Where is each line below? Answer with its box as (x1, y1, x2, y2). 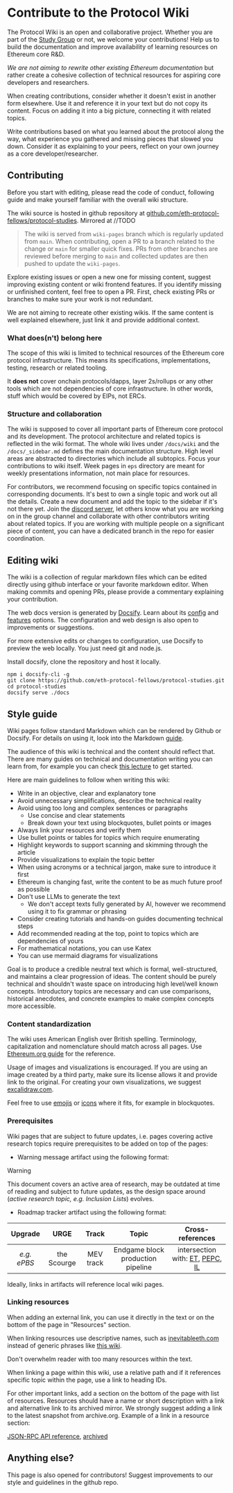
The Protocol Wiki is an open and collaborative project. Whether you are (7, 28, 213, 36)
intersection (178, 1245, 217, 1255)
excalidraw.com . (7, 1085, 54, 1094)
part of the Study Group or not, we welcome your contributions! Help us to (7, 35, 220, 43)
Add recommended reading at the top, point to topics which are (17, 929, 199, 937)
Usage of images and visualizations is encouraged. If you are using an (7, 1063, 208, 1071)
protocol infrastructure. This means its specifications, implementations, (7, 356, 211, 365)
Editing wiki (7, 554, 59, 566)
